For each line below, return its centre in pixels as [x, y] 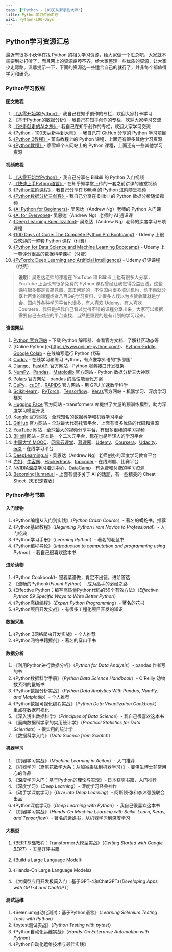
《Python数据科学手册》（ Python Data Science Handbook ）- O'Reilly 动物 [89, 678]
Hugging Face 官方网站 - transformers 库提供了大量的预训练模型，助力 [88, 404]
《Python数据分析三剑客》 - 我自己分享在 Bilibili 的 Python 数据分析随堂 [86, 196]
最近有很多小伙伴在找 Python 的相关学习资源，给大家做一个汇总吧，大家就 [84, 55]
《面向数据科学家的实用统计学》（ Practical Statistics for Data [77, 723]
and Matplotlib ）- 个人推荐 [41, 697]
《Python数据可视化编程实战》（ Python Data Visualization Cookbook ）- [87, 704]
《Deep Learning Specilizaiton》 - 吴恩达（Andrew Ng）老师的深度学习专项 [90, 221]
